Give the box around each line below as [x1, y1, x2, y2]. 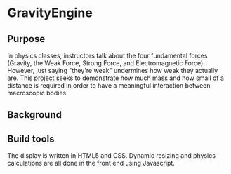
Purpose [7, 33, 46, 45]
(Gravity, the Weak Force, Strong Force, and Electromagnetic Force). [7, 59, 205, 67]
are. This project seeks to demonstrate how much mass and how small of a [7, 74, 225, 82]
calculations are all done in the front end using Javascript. [7, 159, 176, 168]
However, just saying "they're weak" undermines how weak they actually [7, 67, 218, 74]
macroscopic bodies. [7, 89, 68, 97]
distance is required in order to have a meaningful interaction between [7, 81, 211, 89]
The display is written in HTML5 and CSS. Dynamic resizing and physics [7, 152, 216, 160]
